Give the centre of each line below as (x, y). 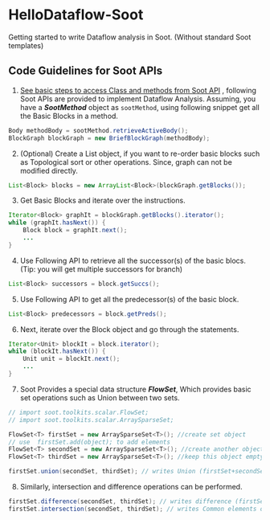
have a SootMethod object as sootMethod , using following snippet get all (139, 107)
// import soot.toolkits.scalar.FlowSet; (79, 412)
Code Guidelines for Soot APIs (86, 71)
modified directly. (49, 170)
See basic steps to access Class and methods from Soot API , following (138, 90)
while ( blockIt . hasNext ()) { (57, 351)
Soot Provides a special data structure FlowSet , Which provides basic (135, 389)
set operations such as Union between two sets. (100, 397)
